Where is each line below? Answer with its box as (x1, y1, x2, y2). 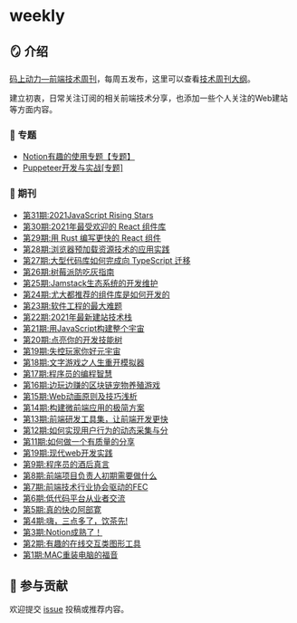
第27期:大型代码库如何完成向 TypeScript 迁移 (22, 254, 191, 265)
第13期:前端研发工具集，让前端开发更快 (22, 413, 169, 424)
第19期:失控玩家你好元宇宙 (22, 345, 121, 356)
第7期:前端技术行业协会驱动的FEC (22, 481, 148, 492)
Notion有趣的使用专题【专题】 (22, 151, 136, 162)
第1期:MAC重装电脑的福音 (22, 549, 119, 560)
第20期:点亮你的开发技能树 (22, 334, 123, 345)
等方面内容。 (9, 104, 57, 114)
